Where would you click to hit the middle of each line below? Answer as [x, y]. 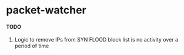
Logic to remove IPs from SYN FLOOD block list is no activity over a [96, 40]
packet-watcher [46, 10]
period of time [32, 46]
